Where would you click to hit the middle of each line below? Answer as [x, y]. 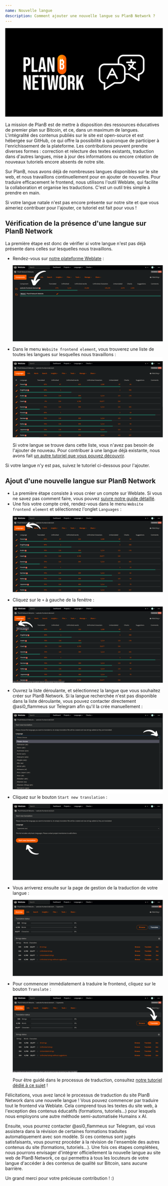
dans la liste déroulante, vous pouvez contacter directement [74, 701]
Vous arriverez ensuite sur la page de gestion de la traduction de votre [85, 888]
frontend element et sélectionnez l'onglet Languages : [67, 509]
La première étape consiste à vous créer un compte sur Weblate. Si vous [87, 493]
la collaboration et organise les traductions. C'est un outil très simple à [77, 187]
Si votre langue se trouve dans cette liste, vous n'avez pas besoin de [83, 445]
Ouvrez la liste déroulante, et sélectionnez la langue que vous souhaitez [86, 691]
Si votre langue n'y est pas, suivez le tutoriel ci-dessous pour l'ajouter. [77, 466]
